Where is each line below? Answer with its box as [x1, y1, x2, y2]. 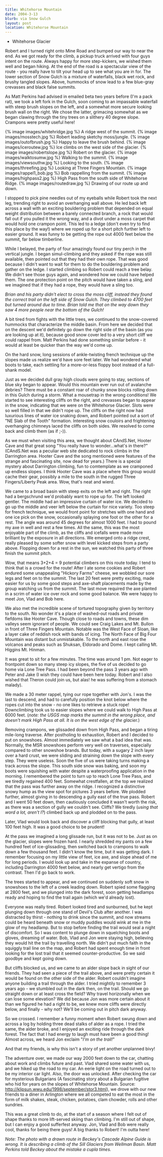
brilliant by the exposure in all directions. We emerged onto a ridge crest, [5, 535, 150, 541]
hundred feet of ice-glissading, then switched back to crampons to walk [5, 844, 149, 850]
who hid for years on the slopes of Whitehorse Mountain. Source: [5, 1081, 136, 1087]
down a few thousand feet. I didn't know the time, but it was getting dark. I [5, 849, 154, 855]
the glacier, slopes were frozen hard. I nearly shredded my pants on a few [5, 838, 153, 844]
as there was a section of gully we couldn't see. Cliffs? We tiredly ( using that [5, 804, 158, 810]
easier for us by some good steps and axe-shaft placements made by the [5, 581, 151, 587]
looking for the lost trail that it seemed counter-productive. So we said [5, 950, 145, 956]
